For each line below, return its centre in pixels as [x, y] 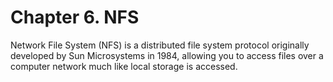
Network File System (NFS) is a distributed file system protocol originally [160, 45]
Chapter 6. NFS [75, 17]
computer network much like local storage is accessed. [124, 66]
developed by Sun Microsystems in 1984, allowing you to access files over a [167, 55]
